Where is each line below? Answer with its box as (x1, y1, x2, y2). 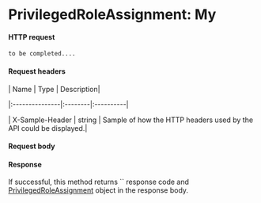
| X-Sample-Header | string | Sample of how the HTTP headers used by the (8, 115, 254, 124)
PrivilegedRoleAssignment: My (8, 6, 217, 24)
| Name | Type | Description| (8, 84, 100, 94)
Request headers (8, 66, 66, 76)
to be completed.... (8, 50, 77, 58)
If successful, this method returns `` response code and (8, 177, 190, 187)
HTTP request (8, 32, 55, 41)
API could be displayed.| (8, 123, 88, 132)
